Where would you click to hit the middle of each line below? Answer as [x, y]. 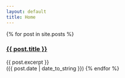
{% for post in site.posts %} [40, 34]
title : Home [21, 17]
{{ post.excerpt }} [28, 62]
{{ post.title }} [27, 49]
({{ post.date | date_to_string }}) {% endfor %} [63, 68]
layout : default [26, 12]
